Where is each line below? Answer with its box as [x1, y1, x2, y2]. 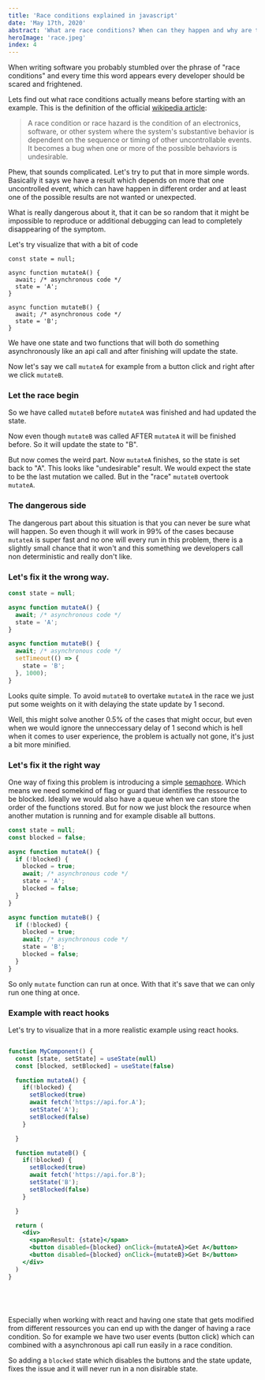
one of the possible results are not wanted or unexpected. [8, 193, 197, 202]
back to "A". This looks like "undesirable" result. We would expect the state [8, 464, 252, 473]
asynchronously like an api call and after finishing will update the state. [8, 347, 238, 356]
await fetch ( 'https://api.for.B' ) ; [28, 1171, 147, 1179]
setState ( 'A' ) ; [28, 1106, 80, 1114]
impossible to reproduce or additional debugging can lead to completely [8, 216, 243, 226]
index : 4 [8, 41, 37, 49]
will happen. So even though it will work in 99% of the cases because [8, 526, 234, 536]
